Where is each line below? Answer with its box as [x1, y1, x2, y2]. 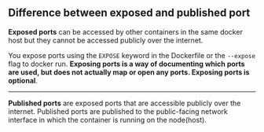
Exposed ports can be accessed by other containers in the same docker [8, 27, 244, 36]
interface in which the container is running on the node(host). [8, 115, 207, 124]
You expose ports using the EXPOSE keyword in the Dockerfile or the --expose [8, 50, 256, 60]
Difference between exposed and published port [8, 6, 251, 20]
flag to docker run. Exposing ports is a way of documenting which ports [8, 59, 245, 68]
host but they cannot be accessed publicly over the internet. [8, 35, 203, 45]
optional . [8, 75, 38, 85]
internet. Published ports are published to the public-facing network [8, 106, 228, 116]
